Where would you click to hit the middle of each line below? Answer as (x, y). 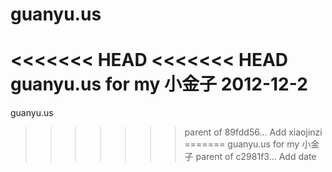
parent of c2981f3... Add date (256, 157)
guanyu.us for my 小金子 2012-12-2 (159, 84)
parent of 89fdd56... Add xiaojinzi (253, 132)
